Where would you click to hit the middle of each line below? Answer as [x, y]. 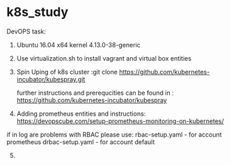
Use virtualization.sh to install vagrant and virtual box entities [104, 58]
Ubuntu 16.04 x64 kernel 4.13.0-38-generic [78, 45]
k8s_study [38, 12]
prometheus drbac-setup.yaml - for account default [81, 142]
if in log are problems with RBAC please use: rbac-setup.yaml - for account [114, 134]
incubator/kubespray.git [51, 79]
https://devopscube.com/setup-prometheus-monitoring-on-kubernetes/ [120, 121]
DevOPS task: [26, 31]
